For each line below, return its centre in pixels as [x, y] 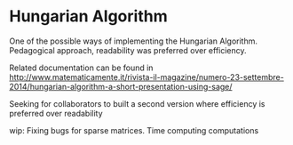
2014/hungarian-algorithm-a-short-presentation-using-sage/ [121, 86]
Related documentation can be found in [81, 68]
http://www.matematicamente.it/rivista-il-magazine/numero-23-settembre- [146, 77]
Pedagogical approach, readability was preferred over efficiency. [128, 50]
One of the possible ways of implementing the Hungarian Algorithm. [134, 41]
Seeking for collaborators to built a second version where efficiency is [137, 103]
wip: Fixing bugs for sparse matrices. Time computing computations [134, 130]
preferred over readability [56, 113]
